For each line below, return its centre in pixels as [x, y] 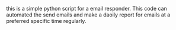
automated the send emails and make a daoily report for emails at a [88, 15]
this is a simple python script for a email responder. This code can [87, 9]
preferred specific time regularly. [46, 21]
